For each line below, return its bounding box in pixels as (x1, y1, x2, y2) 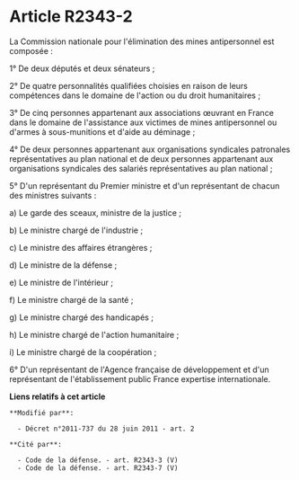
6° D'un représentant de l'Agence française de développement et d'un (9, 364, 269, 375)
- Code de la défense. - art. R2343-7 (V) (17, 463, 179, 473)
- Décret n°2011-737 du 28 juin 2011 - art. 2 (17, 424, 195, 433)
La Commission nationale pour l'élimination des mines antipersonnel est (9, 36, 275, 47)
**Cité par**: (9, 440, 63, 449)
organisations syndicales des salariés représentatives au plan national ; (9, 163, 273, 173)
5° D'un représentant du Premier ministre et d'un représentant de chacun (9, 180, 280, 191)
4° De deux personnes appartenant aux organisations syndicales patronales (9, 144, 291, 155)
